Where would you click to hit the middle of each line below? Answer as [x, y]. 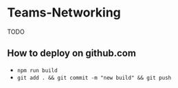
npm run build [37, 70]
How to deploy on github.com [71, 53]
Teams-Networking [64, 13]
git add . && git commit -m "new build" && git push [94, 78]
